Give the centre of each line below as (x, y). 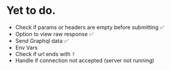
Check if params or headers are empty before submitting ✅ (90, 27)
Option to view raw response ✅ (54, 34)
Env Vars (26, 47)
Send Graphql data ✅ (42, 40)
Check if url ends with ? (45, 54)
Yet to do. (31, 11)
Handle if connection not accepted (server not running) (85, 60)
